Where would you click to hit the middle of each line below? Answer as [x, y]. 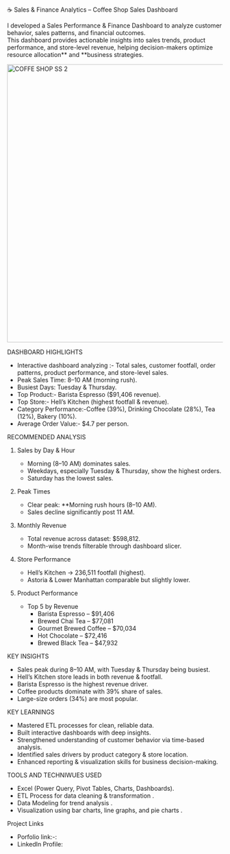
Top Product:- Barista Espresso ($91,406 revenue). [89, 394]
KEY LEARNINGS [31, 712]
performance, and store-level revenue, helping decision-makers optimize [110, 47]
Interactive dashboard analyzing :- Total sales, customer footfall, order [116, 365]
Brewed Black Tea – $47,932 [78, 643]
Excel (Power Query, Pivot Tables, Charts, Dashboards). [95, 788]
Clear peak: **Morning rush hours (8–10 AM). [92, 505]
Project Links [26, 823]
